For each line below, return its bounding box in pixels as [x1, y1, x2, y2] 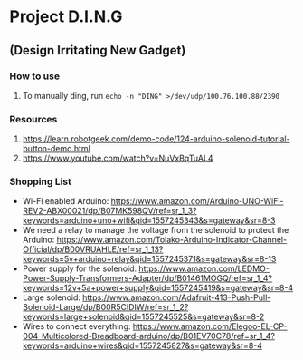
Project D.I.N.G [9, 6, 123, 27]
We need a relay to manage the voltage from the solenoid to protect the [22, 225, 289, 236]
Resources [9, 112, 58, 125]
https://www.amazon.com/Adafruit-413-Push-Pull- [82, 292, 271, 303]
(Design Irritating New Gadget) [9, 43, 186, 58]
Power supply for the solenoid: [22, 263, 137, 274]
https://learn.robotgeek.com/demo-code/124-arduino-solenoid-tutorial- [22, 133, 291, 144]
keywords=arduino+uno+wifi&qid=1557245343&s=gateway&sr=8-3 [22, 215, 276, 226]
